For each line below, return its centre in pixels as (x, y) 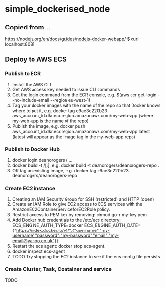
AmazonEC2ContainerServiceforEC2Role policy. (61, 209)
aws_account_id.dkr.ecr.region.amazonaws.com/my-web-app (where (83, 115)
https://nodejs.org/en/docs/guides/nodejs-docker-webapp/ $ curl (72, 39)
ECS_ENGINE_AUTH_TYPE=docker (48, 225)
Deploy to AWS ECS (36, 60)
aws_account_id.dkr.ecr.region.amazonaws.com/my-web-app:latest (81, 131)
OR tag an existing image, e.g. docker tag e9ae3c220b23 (70, 170)
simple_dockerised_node (58, 9)
